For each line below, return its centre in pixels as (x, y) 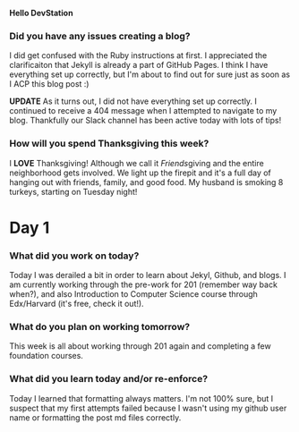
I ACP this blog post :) (49, 84)
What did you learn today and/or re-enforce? (109, 379)
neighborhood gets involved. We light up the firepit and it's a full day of (140, 173)
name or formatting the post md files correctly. (95, 417)
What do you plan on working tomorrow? (100, 327)
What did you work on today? (74, 256)
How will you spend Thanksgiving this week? (109, 144)
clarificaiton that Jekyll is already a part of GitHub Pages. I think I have (139, 65)
